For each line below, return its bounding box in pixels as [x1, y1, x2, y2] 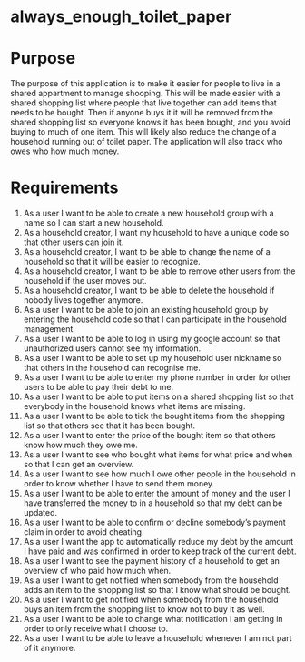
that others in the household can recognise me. [23, 362, 201, 374]
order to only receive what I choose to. [23, 623, 169, 634]
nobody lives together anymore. [23, 295, 143, 306]
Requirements [10, 177, 119, 198]
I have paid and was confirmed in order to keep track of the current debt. [23, 546, 297, 557]
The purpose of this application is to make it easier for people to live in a [10, 78, 280, 89]
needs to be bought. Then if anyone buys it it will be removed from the [10, 107, 273, 118]
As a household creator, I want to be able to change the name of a [23, 246, 271, 257]
